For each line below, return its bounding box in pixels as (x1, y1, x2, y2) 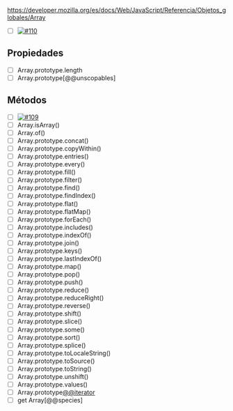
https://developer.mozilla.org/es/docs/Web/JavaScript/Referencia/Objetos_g (7, 6, 226, 14)
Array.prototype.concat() (17, 137, 89, 145)
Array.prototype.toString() (17, 364, 92, 373)
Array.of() (17, 128, 45, 137)
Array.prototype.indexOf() (17, 231, 92, 239)
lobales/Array (7, 13, 46, 22)
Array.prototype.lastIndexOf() (17, 254, 102, 263)
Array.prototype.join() (17, 238, 80, 247)
